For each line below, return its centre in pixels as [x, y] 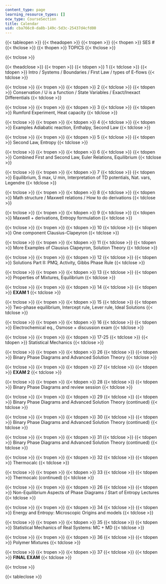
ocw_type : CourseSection [31, 19]
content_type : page [25, 10]
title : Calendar [22, 24]
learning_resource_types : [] [35, 14]
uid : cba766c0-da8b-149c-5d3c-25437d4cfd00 [51, 28]
